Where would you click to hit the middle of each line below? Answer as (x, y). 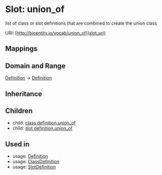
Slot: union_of (35, 9)
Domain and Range (35, 66)
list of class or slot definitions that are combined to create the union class (81, 23)
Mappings (21, 49)
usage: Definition (30, 156)
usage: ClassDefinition (36, 161)
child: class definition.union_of (44, 123)
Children (19, 111)
